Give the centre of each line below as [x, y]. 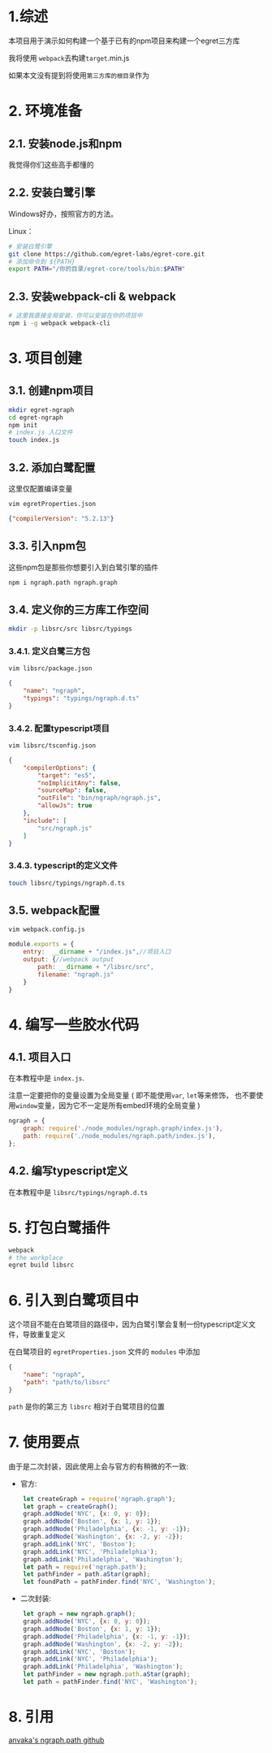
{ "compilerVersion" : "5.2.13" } [61, 518]
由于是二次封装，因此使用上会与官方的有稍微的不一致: [99, 1466]
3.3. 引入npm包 [47, 546]
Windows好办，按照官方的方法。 [63, 214]
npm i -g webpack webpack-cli [60, 323]
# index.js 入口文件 [41, 433]
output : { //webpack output [69, 959]
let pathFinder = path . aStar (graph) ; [87, 1574]
